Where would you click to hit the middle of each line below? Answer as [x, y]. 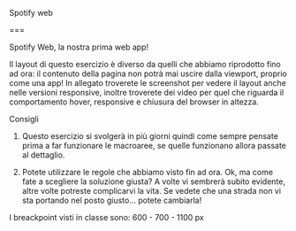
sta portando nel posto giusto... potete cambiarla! [112, 200]
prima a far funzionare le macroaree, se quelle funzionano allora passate [154, 146]
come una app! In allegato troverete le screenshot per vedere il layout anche [148, 83]
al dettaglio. [43, 155]
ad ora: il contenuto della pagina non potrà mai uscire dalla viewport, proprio [148, 73]
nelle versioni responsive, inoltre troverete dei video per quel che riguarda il [147, 92]
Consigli [24, 119]
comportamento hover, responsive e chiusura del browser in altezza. [134, 102]
